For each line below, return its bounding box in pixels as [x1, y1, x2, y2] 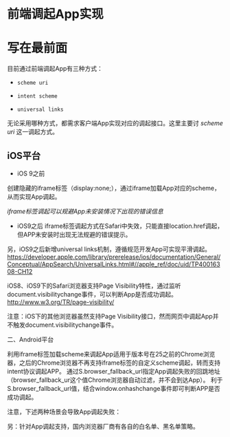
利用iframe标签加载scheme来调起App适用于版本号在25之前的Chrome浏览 [7, 350, 216, 358]
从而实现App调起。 [7, 192, 61, 200]
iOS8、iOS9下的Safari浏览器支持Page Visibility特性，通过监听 [7, 281, 181, 290]
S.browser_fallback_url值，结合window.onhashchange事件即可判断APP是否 [7, 384, 221, 392]
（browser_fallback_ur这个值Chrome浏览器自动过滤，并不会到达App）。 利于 [7, 376, 223, 384]
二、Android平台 [7, 335, 54, 343]
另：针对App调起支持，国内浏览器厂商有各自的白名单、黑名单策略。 [7, 422, 199, 430]
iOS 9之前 [16, 169, 45, 178]
